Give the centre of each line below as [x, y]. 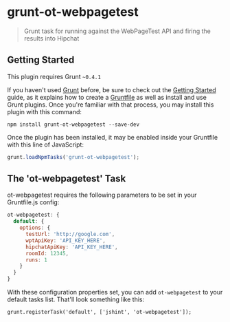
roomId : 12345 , [47, 253]
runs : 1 [36, 260]
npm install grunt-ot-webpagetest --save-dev [73, 125]
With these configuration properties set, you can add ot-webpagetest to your [115, 292]
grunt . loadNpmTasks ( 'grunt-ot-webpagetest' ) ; [73, 157]
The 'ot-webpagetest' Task [67, 179]
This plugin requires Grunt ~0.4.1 [54, 76]
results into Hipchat [51, 38]
